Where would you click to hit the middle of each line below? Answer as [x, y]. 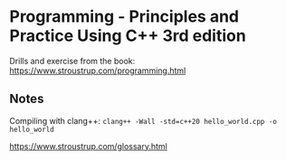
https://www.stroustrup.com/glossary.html [88, 146]
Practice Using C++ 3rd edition [128, 36]
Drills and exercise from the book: [72, 61]
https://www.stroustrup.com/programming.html [98, 71]
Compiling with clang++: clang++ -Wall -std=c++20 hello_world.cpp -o [143, 120]
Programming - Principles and [124, 17]
